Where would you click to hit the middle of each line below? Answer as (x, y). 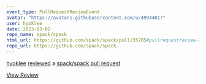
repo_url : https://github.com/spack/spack (61, 46)
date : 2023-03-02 (29, 29)
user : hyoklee (25, 23)
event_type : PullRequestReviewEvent (53, 12)
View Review (22, 75)
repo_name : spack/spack (37, 35)
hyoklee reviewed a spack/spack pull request (63, 63)
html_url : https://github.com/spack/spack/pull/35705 (77, 40)
